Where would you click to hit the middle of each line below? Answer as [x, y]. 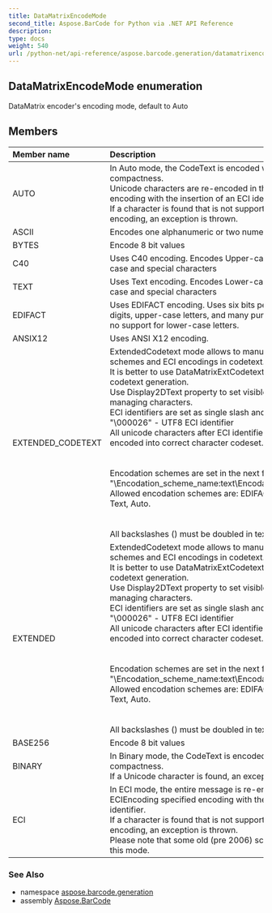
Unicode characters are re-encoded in [183, 188]
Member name [41, 154]
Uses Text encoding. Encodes [166, 281]
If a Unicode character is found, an [175, 776]
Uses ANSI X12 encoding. [159, 338]
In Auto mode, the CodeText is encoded [185, 168]
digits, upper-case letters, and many [179, 315]
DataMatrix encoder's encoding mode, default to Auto [98, 105]
